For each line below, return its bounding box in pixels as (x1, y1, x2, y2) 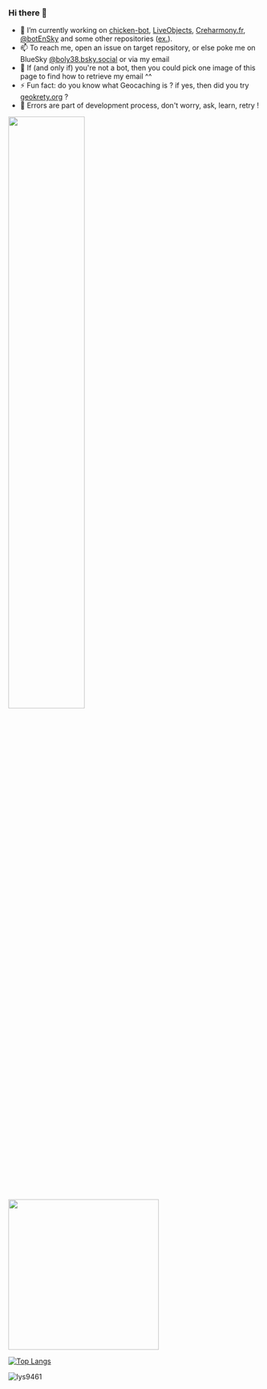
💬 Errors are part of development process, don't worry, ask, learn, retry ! (19, 100, 259, 111)
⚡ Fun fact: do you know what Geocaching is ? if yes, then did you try (19, 80, 249, 91)
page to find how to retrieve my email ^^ (19, 71, 152, 81)
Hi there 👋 (8, 7, 48, 18)
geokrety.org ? (19, 92, 69, 102)
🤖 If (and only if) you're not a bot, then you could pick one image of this (19, 63, 256, 73)
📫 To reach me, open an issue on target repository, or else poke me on (19, 43, 256, 53)
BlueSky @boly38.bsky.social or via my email (19, 55, 170, 64)
